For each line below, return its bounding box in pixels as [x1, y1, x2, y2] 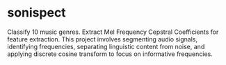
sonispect [7, 5, 66, 21]
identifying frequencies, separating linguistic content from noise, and [7, 42, 205, 50]
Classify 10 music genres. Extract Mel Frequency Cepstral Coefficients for [7, 28, 219, 36]
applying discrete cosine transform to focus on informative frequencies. [7, 50, 213, 58]
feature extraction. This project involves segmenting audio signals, [7, 35, 198, 43]
